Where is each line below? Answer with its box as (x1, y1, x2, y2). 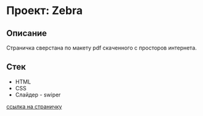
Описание (6, 28, 47, 38)
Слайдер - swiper (15, 91, 61, 98)
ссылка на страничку (6, 103, 62, 110)
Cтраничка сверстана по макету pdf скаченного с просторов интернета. (6, 44, 197, 51)
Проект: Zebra (6, 4, 83, 18)
